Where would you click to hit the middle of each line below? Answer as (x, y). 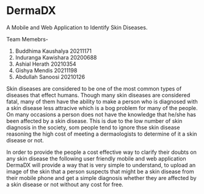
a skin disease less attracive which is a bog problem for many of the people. (102, 108)
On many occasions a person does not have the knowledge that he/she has (101, 114)
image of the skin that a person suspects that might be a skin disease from (100, 171)
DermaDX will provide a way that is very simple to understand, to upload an (101, 165)
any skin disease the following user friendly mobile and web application (96, 158)
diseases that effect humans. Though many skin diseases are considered (98, 95)
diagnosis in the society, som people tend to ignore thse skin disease (93, 127)
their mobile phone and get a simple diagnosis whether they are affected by (101, 178)
